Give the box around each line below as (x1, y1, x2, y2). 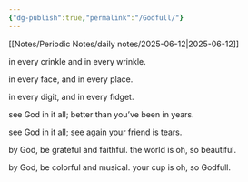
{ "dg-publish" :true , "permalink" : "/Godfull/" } (8, 13, 184, 23)
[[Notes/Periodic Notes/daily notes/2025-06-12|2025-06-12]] (8, 38, 240, 49)
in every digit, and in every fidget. (8, 91, 134, 102)
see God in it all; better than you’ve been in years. (8, 108, 194, 119)
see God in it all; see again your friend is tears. (8, 126, 183, 137)
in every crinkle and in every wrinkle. (8, 56, 146, 66)
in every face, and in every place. (8, 74, 134, 85)
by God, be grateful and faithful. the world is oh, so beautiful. (8, 144, 237, 155)
